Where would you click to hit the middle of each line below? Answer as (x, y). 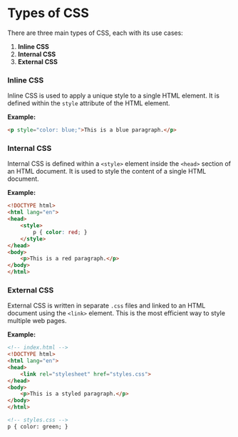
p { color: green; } (38, 426)
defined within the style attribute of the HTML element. (89, 103)
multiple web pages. (37, 321)
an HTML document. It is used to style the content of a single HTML (107, 172)
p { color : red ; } (60, 232)
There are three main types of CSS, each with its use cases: (95, 33)
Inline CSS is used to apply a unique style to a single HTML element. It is (113, 96)
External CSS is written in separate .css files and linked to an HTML (107, 306)
